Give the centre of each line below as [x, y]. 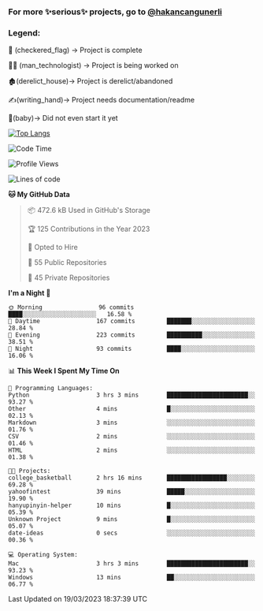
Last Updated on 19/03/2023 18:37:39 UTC [78, 599]
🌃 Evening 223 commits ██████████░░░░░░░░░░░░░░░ [132, 335]
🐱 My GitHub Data [39, 195]
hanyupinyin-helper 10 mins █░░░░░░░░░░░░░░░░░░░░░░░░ [132, 506]
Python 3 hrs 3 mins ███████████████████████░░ [132, 395]
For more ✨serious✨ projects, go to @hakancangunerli [115, 12]
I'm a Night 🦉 [30, 293]
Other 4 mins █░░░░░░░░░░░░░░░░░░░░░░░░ [132, 409]
